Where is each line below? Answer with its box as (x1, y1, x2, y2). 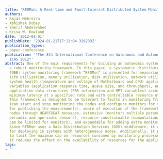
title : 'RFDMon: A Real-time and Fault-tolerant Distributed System (5, 7, 147, 12)
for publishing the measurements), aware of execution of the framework (9, 106, 160, 111)
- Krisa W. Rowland (5, 30, 45, 34)
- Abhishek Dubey (5, 20, 40, 26)
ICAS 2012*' (9, 57, 34, 62)
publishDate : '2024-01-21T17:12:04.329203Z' (5, 39, 97, 44)
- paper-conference (5, 48, 45, 52)
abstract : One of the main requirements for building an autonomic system (5, 61, 160, 66)
